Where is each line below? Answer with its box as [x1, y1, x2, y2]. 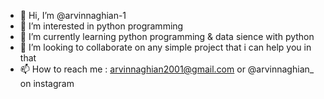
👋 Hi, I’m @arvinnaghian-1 [19, 10, 127, 21]
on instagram [19, 78, 75, 89]
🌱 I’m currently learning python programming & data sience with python [19, 31, 315, 42]
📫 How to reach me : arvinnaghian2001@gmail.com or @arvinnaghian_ [19, 63, 315, 75]
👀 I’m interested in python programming [19, 20, 184, 32]
